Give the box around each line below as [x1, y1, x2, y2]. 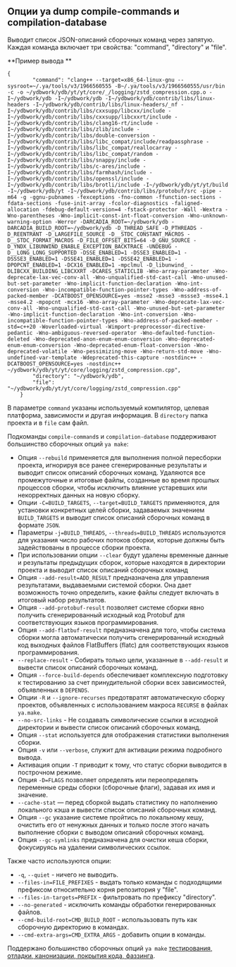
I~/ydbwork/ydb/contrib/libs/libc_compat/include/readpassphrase [7, 138, 203, 145]
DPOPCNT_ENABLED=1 [7, 261, 61, 269]
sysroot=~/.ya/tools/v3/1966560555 [7, 83, 112, 90]
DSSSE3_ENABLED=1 [7, 255, 58, 262]
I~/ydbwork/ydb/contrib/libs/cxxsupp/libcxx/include [7, 107, 166, 114]
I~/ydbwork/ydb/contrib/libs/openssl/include [7, 175, 143, 182]
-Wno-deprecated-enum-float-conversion [73, 341, 191, 348]
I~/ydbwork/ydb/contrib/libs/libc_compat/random [7, 150, 153, 157]
